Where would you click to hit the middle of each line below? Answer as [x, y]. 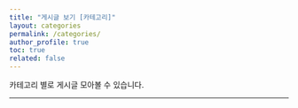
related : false [37, 58]
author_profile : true [49, 42]
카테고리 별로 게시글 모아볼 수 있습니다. [77, 85]
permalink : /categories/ [55, 34]
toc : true [27, 50]
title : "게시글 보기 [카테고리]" [63, 17]
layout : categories [45, 26]
